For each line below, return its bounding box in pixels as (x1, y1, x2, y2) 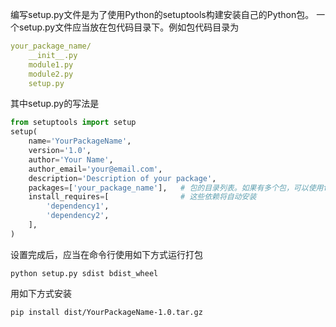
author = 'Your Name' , (28, 154, 114, 165)
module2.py (28, 69, 74, 79)
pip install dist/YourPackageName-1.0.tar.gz (10, 307, 203, 317)
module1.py (28, 59, 74, 70)
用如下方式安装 (10, 287, 72, 299)
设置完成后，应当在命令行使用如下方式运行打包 (10, 248, 203, 260)
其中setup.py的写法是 (10, 98, 100, 110)
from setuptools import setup (10, 118, 137, 128)
